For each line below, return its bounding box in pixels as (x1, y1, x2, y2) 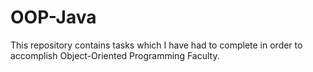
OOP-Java (10, 6, 97, 29)
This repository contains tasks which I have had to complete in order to (10, 39, 303, 51)
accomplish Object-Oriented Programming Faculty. (10, 49, 220, 61)
